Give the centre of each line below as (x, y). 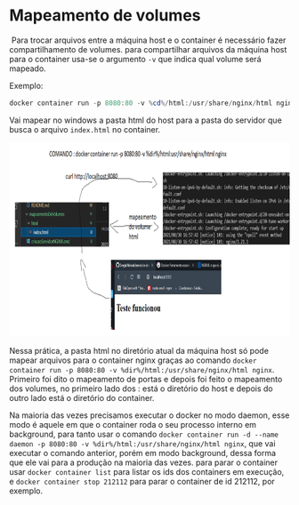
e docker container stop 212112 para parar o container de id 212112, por (142, 481)
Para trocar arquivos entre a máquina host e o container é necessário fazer (149, 40)
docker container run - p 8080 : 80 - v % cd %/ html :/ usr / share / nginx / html (141, 103)
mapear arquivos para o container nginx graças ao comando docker (133, 360)
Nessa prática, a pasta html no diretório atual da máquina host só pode (139, 350)
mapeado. (28, 68)
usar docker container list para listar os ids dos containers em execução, (147, 471)
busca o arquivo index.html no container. (85, 129)
